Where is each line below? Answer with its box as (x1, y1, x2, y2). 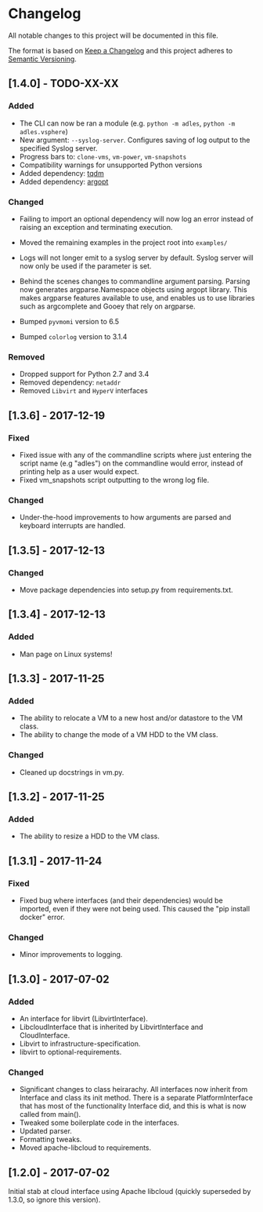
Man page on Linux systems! (19, 649, 113, 659)
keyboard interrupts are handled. (19, 521, 126, 531)
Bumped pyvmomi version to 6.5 (19, 316, 120, 326)
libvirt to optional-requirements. (19, 1047, 122, 1057)
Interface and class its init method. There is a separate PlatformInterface (19, 1093, 253, 1103)
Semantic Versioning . (8, 54, 77, 64)
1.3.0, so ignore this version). (8, 1195, 101, 1205)
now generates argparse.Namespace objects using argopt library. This (19, 284, 248, 294)
